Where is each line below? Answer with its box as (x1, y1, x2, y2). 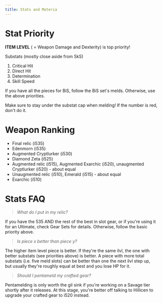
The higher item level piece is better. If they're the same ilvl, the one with (5, 248, 150, 254)
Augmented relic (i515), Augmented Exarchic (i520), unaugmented (12, 161, 144, 167)
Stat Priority (5, 28, 55, 39)
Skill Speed (12, 78, 35, 84)
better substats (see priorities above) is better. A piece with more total (5, 253, 145, 259)
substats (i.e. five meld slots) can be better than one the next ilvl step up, (5, 258, 150, 264)
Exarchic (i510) (12, 176, 42, 182)
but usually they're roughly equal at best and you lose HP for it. (5, 263, 131, 269)
